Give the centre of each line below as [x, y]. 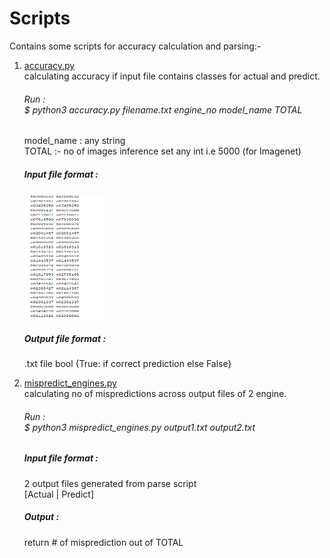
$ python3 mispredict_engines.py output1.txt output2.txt [139, 427]
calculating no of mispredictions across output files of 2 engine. [155, 394]
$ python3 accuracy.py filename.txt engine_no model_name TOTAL [163, 109]
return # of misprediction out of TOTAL [103, 542]
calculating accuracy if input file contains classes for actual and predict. [172, 76]
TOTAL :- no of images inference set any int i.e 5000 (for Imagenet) [162, 151]
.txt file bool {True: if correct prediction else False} [127, 364]
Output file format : [65, 338]
